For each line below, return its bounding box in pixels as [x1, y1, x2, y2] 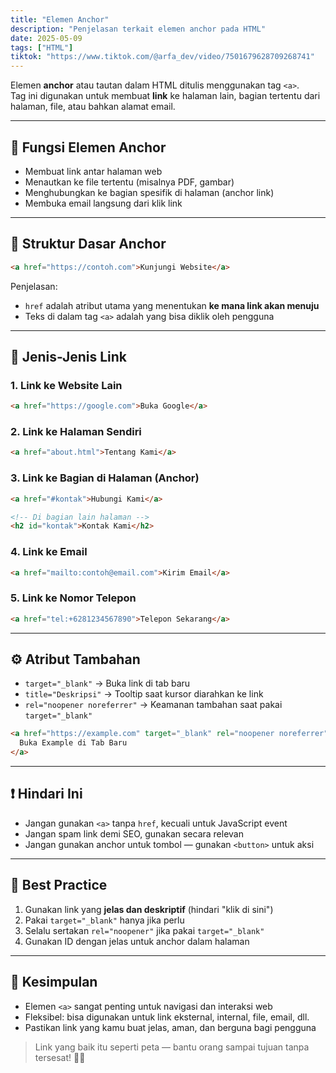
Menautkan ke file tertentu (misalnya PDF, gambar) [24, 176, 235, 188]
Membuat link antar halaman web [24, 165, 163, 177]
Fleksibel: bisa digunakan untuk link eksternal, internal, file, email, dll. [24, 1011, 310, 1023]
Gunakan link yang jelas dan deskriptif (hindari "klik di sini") [24, 903, 274, 915]
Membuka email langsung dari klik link [24, 197, 183, 209]
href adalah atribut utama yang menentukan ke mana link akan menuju [24, 299, 320, 311]
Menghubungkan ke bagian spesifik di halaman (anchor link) [24, 186, 275, 198]
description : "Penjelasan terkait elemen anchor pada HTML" [10, 24, 267, 34]
